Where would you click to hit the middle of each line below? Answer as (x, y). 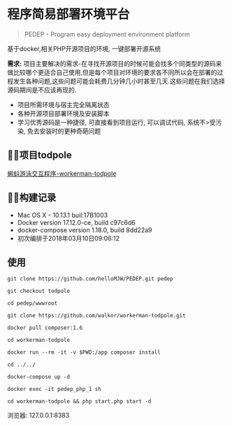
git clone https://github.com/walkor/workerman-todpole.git (97, 316)
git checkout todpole (39, 291)
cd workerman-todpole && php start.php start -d (79, 401)
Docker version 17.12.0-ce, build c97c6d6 (77, 222)
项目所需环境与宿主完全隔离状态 (63, 104)
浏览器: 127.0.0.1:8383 (38, 415)
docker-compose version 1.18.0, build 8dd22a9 (85, 230)
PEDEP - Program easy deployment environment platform (107, 34)
